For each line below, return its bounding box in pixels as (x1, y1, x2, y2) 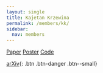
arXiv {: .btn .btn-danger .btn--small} (6, 60, 98, 68)
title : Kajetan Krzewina (6, 15, 69, 21)
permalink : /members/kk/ (6, 20, 69, 26)
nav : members (12, 32, 45, 38)
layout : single (6, 9, 45, 15)
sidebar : (6, 26, 29, 32)
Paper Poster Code (6, 48, 54, 55)
